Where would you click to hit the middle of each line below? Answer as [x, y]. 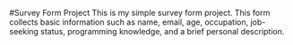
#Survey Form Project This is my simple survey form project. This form [140, 13]
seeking [24, 31]
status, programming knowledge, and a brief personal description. [162, 31]
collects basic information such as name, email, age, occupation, [129, 22]
